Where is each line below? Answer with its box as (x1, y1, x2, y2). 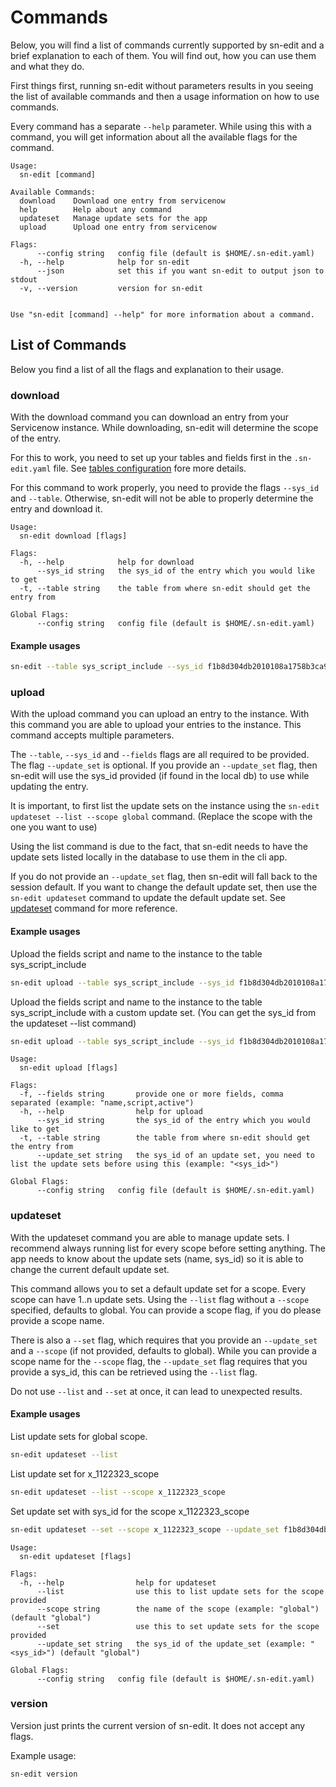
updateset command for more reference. (10, 902, 178, 915)
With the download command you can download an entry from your (10, 411, 290, 423)
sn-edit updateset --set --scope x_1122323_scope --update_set (10, 1524, 280, 1535)
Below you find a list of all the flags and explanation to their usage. (10, 363, 285, 375)
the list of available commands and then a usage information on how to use (10, 90, 320, 102)
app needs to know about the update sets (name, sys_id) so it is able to (10, 1252, 304, 1265)
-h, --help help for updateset (19, 1577, 217, 1588)
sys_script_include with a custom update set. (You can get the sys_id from (10, 1006, 317, 1018)
